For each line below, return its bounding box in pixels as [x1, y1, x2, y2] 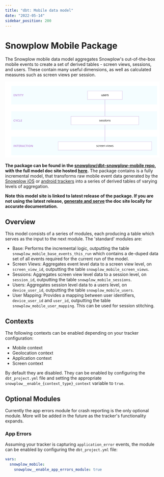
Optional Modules [5, 395, 61, 403]
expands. [5, 418, 24, 424]
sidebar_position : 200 [5, 18, 52, 23]
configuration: [5, 335, 33, 341]
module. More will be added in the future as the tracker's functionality [5, 413, 146, 419]
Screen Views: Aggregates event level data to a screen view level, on [12, 261, 152, 267]
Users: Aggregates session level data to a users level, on [12, 282, 127, 288]
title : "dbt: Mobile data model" [5, 8, 74, 13]
